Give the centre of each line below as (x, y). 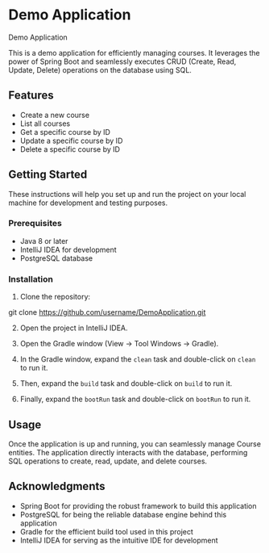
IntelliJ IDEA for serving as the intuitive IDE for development (119, 540)
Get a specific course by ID (65, 132)
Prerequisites (35, 224)
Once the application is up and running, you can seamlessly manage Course (135, 444)
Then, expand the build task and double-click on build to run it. (126, 383)
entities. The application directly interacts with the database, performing (128, 452)
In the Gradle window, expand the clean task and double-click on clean (138, 359)
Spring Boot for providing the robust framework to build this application (138, 505)
